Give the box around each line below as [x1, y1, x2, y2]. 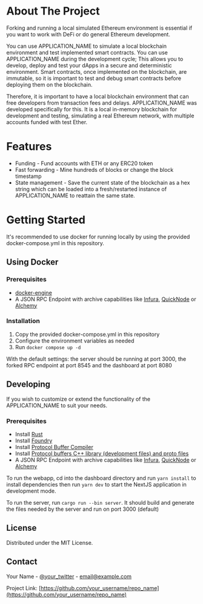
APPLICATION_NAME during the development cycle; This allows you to [6, 55, 184, 62]
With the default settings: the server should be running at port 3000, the [6, 355, 187, 363]
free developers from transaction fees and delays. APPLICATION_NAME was [6, 99, 197, 107]
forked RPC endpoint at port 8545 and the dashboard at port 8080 [6, 361, 173, 369]
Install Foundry [15, 437, 53, 444]
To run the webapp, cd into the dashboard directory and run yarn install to [6, 474, 196, 482]
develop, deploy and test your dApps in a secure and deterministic [6, 62, 173, 69]
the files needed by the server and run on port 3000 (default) [6, 505, 159, 513]
